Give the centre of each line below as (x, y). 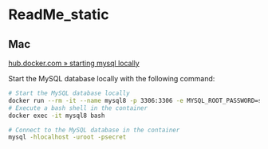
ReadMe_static (59, 15)
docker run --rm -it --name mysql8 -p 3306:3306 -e (96, 100)
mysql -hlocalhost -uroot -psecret (67, 137)
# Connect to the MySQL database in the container (94, 130)
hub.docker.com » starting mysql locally (74, 63)
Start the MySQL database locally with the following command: (112, 78)
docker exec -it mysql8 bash (57, 116)
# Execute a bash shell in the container (78, 108)
